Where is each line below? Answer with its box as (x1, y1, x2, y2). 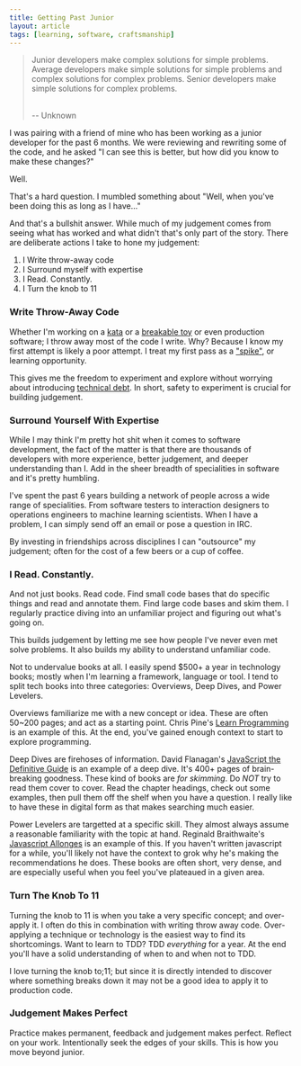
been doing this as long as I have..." (9, 201, 141, 211)
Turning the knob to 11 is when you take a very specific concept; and (9, 909, 263, 920)
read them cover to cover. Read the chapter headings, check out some (9, 783, 271, 793)
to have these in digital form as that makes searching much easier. (9, 802, 254, 812)
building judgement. (9, 391, 84, 402)
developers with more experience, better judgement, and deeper (9, 453, 249, 464)
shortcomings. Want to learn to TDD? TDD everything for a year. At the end (9, 938, 287, 949)
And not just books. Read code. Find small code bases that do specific (9, 588, 270, 599)
